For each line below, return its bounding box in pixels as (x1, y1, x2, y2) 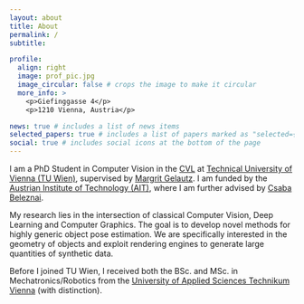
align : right (17, 63, 67, 72)
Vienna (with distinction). (9, 285, 102, 295)
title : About (9, 22, 59, 31)
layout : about (9, 13, 63, 23)
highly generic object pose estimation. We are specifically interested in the (9, 229, 288, 240)
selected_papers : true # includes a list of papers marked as (9, 130, 249, 139)
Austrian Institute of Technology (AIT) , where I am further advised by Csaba (9, 183, 292, 193)
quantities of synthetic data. (9, 248, 114, 259)
